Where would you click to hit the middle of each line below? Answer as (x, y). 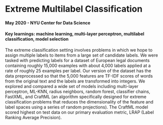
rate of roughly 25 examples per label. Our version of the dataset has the (78, 71)
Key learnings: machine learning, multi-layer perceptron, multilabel (75, 34)
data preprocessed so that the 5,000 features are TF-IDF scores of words (79, 76)
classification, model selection (37, 39)
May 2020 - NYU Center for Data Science (48, 22)
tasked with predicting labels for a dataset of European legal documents (77, 60)
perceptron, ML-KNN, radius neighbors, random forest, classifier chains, (78, 91)
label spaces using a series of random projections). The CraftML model (77, 107)
